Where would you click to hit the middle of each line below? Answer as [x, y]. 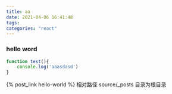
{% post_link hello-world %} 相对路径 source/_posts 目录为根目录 [86, 84]
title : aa [18, 12]
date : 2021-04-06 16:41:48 [40, 17]
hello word [22, 49]
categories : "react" [32, 28]
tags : [13, 23]
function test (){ [28, 61]
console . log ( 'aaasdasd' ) [48, 67]
